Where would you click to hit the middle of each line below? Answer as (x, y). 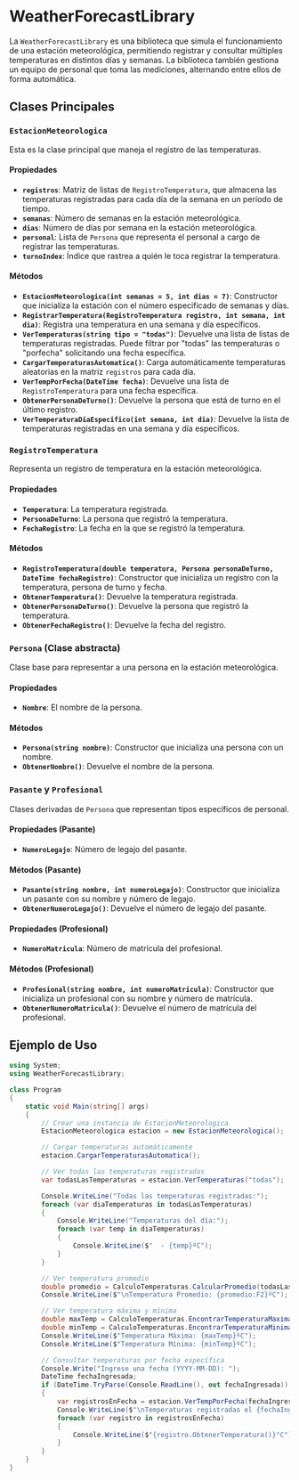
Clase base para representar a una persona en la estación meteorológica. (144, 667)
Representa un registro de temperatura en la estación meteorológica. (136, 468)
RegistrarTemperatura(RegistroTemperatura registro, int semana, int (154, 316)
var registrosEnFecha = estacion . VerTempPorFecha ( (153, 1402)
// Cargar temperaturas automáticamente (117, 1147)
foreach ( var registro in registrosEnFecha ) (141, 1418)
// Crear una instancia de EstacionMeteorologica (135, 1123)
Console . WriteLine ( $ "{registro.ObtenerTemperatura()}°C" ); (184, 1435)
